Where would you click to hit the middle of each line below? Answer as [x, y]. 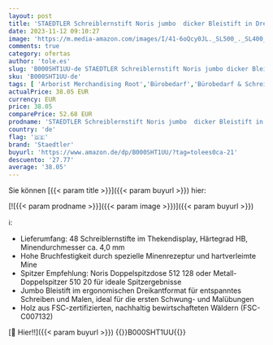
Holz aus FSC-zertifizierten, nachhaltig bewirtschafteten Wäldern [129, 308]
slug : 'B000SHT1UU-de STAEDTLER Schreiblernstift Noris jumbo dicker [129, 69]
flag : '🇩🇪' [28, 137]
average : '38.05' [38, 168]
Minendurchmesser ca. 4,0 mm [72, 247]
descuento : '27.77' [41, 159]
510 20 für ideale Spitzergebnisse [125, 282]
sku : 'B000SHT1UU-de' [45, 76]
